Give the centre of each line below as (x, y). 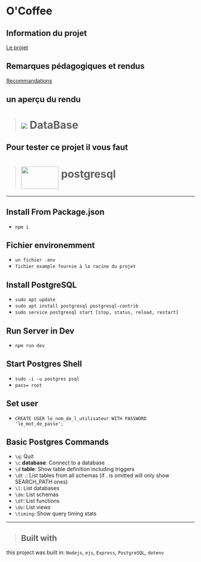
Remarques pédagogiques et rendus (75, 66)
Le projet (17, 47)
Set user (22, 404)
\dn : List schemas (36, 494)
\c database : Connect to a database (60, 463)
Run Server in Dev (40, 331)
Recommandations (29, 80)
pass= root (28, 385)
